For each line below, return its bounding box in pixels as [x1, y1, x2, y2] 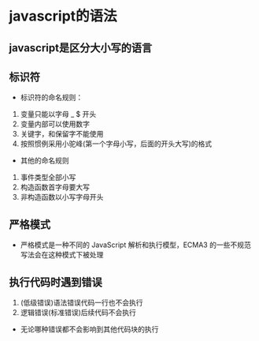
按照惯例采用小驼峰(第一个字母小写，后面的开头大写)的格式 [20, 139, 213, 148]
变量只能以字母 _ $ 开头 [20, 110, 97, 119]
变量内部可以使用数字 [20, 119, 90, 129]
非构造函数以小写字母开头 [20, 193, 104, 202]
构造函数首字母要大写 [20, 182, 90, 192]
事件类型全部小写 [20, 173, 76, 182]
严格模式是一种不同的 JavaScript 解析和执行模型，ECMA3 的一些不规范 [20, 240, 251, 249]
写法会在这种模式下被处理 [20, 250, 104, 260]
